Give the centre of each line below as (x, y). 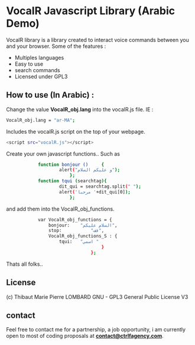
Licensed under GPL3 (41, 76)
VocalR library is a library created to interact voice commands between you (97, 40)
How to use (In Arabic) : (50, 95)
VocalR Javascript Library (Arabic (91, 11)
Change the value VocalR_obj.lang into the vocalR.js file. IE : (80, 109)
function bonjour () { (71, 165)
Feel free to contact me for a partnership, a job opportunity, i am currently (96, 330)
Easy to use (29, 64)
